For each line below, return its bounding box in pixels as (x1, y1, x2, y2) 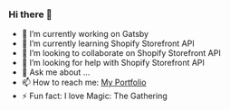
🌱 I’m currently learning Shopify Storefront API (21, 38, 196, 49)
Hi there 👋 (8, 8, 53, 21)
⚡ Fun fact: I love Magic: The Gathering (21, 90, 168, 102)
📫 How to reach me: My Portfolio (21, 77, 147, 88)
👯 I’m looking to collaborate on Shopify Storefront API (21, 48, 221, 59)
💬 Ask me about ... (21, 67, 91, 78)
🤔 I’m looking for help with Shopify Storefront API (21, 58, 206, 69)
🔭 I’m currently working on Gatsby (21, 29, 149, 40)
